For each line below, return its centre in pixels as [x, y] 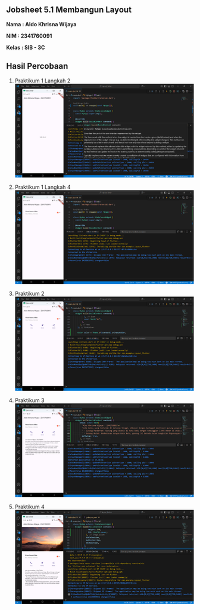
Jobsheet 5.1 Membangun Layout [69, 10]
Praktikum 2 [29, 294]
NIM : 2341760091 [29, 36]
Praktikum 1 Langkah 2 [43, 81]
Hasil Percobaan [37, 66]
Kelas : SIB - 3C [26, 47]
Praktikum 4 [29, 507]
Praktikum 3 [29, 400]
